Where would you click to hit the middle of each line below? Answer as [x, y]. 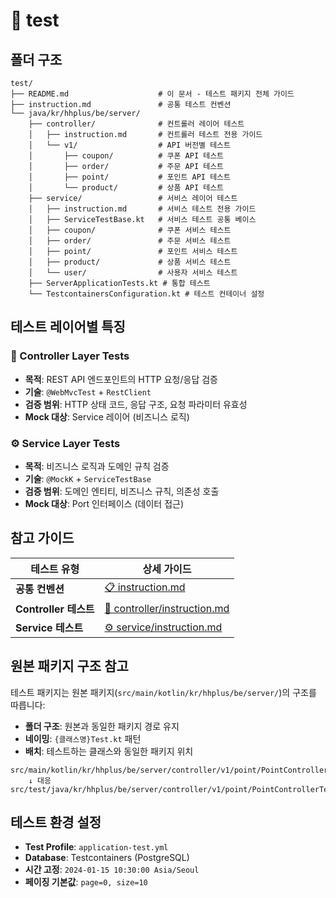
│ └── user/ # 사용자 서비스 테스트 [133, 273]
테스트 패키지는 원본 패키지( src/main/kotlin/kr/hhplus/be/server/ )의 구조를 [163, 692]
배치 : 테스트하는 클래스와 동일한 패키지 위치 [109, 751]
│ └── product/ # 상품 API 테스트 [126, 188]
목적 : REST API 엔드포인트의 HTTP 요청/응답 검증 [121, 379]
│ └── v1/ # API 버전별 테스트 [129, 145]
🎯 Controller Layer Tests [70, 356]
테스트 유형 [55, 569]
